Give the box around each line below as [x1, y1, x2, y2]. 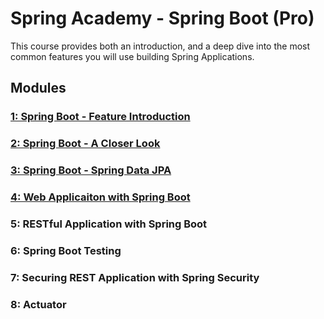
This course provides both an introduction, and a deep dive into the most [10, 40, 311, 52]
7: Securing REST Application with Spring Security [10, 270, 260, 284]
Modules [10, 80, 67, 97]
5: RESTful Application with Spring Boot [10, 217, 208, 231]
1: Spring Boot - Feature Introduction [10, 110, 191, 124]
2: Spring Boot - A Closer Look [10, 137, 161, 151]
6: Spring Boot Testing [10, 243, 122, 257]
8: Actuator [10, 297, 67, 311]
